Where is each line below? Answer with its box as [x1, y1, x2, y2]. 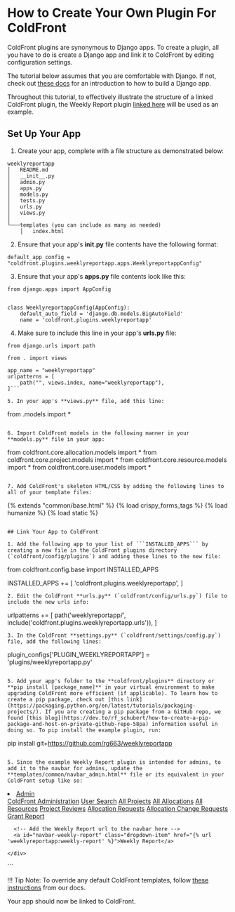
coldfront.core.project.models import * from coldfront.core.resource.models [7, 455, 227, 464]
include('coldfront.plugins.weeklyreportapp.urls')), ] [7, 618, 157, 626]
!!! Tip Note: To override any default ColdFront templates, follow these [7, 875, 209, 884]
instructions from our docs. [7, 883, 86, 892]
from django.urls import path [7, 342, 96, 349]
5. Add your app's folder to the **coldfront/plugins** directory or [7, 678, 215, 685]
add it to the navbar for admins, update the [7, 765, 142, 772]
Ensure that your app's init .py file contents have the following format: [17, 240, 219, 249]
